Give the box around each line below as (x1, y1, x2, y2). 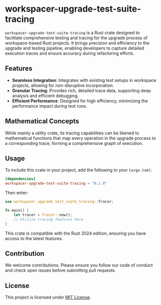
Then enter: (5, 190, 29, 196)
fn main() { (5, 208, 29, 213)
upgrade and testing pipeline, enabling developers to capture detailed (5, 45, 145, 51)
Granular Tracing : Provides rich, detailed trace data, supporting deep (12, 87, 151, 93)
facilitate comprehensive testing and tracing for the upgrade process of (5, 35, 148, 41)
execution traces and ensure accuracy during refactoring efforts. (5, 50, 135, 56)
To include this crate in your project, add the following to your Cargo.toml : (5, 167, 152, 173)
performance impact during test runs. (12, 103, 87, 109)
